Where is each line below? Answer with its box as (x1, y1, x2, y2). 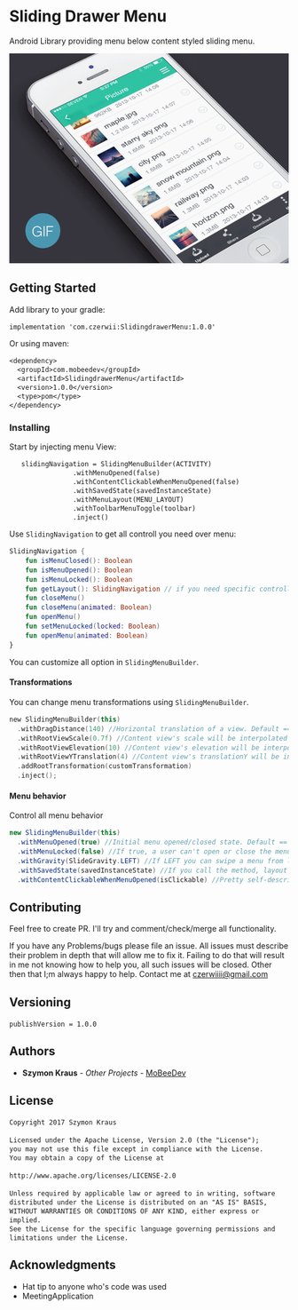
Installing (9, 421, 51, 433)
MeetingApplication (21, 1290, 94, 1301)
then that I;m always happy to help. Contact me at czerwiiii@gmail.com (9, 969, 269, 980)
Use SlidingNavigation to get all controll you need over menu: (9, 528, 237, 539)
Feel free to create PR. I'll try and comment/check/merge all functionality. (9, 924, 277, 934)
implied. (9, 1215, 42, 1225)
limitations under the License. (9, 1233, 129, 1243)
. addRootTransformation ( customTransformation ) (17, 762, 192, 771)
